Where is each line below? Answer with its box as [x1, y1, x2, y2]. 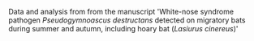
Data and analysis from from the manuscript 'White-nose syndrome [8, 7, 234, 16]
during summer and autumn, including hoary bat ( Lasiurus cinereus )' [8, 24, 239, 33]
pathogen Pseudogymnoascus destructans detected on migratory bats [8, 15, 246, 25]
